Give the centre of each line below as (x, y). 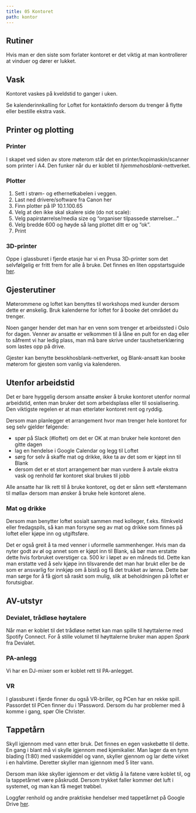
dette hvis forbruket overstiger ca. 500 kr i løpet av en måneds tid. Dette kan (98, 558)
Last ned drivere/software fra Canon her (63, 200)
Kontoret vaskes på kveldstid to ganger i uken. (62, 94)
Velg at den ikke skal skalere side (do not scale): (73, 212)
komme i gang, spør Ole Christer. (46, 711)
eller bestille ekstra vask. (36, 112)
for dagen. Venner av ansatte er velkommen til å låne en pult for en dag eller (98, 334)
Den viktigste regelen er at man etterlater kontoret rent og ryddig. (85, 409)
